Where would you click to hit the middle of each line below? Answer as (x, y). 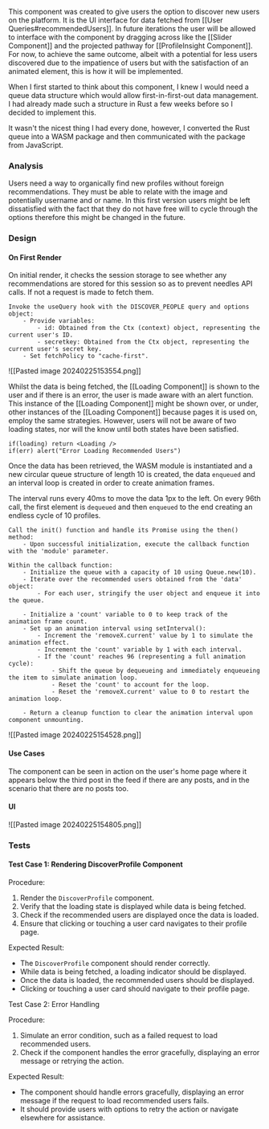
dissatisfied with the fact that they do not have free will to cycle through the (133, 209)
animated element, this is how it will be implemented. (96, 71)
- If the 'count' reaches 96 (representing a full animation (142, 657)
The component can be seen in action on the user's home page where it (128, 771)
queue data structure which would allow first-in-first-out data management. (133, 95)
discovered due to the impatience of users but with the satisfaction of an (128, 63)
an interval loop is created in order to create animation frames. (112, 483)
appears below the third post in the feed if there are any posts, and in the (129, 780)
